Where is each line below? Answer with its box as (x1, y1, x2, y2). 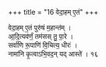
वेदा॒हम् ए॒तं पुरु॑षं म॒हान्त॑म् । (8, 23, 72, 32)
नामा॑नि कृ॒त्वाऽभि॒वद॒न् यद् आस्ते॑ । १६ (8, 49, 99, 58)
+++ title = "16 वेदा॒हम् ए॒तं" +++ (8, 8, 99, 16)
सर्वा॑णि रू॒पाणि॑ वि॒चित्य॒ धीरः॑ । (8, 41, 78, 50)
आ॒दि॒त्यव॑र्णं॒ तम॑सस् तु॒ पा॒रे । (8, 32, 74, 41)
